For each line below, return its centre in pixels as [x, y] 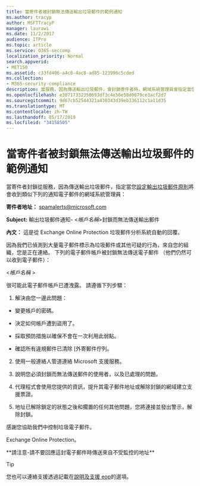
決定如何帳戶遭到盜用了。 [46, 324]
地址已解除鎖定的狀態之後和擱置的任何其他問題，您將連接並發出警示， [101, 407]
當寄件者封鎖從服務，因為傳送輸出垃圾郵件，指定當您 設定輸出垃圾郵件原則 [97, 187]
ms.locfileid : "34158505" [38, 123]
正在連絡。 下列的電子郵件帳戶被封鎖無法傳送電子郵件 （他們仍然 [106, 253]
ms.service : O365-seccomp [38, 51]
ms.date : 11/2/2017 [30, 34]
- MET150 [17, 67]
